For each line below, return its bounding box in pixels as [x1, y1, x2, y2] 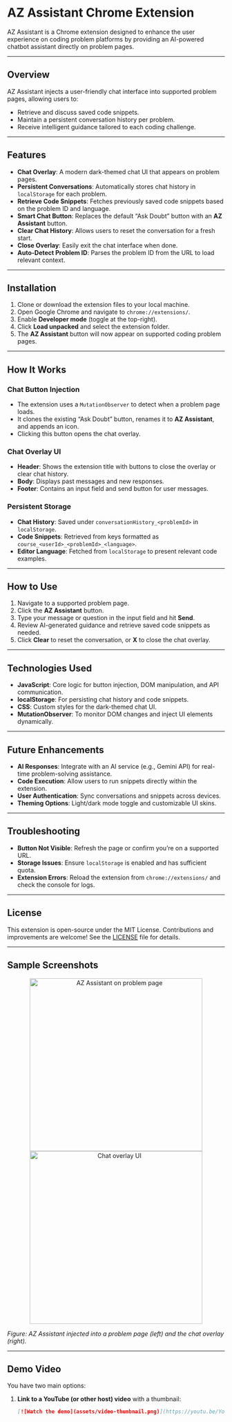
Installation [7, 282, 57, 294]
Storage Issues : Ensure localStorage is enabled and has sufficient [17, 859, 207, 867]
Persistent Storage [7, 502, 71, 512]
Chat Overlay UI [7, 447, 61, 456]
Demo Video [7, 1363, 61, 1375]
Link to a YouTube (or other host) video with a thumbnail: [17, 1395, 182, 1403]
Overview [7, 69, 50, 81]
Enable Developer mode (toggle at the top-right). [17, 315, 157, 324]
